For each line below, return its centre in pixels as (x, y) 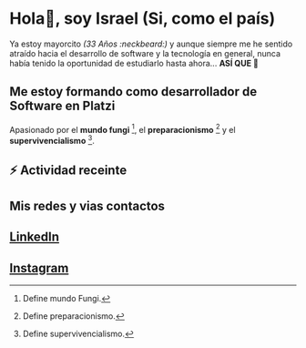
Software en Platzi (62, 106)
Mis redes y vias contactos (87, 205)
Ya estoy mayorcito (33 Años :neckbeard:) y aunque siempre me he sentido (151, 44)
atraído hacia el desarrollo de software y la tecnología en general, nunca (145, 53)
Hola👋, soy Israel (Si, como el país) (143, 19)
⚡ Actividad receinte (68, 171)
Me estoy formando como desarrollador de (133, 92)
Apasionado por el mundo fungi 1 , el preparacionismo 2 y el (122, 128)
